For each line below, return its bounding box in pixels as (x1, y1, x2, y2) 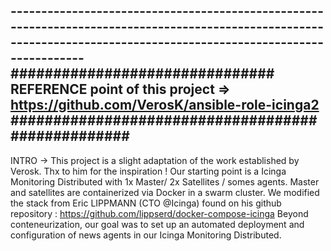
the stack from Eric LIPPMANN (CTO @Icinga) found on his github (10, 197, 282, 209)
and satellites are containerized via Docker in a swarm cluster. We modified (10, 186, 320, 198)
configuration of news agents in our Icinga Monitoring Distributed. (10, 229, 282, 241)
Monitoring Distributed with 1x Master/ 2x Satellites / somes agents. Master (10, 175, 320, 188)
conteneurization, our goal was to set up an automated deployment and (10, 218, 305, 230)
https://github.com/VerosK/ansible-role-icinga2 (10, 97, 320, 114)
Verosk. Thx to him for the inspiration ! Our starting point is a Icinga (10, 165, 287, 177)
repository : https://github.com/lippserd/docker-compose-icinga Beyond (10, 207, 309, 219)
